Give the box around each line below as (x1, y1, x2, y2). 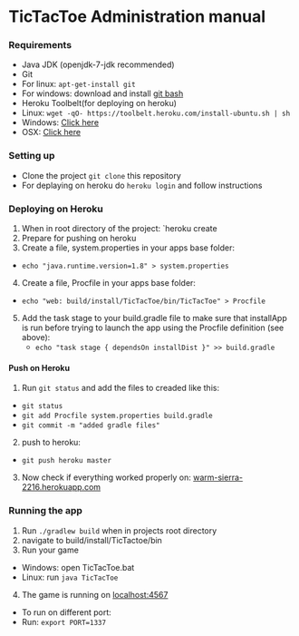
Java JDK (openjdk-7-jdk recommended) (21, 59, 175, 70)
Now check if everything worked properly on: (21, 472, 192, 483)
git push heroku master (21, 456, 112, 465)
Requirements (8, 39, 72, 52)
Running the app (8, 504, 83, 517)
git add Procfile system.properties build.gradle (21, 411, 214, 421)
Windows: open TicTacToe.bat (21, 562, 135, 572)
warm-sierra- (192, 472, 244, 483)
